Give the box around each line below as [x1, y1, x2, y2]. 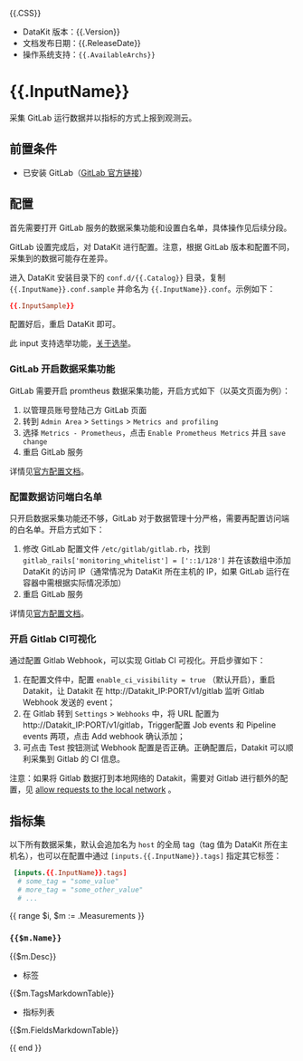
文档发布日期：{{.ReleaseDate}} [22, 38, 142, 48]
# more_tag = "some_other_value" [17, 885, 144, 894]
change [22, 437, 48, 447]
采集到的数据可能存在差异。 [9, 253, 113, 264]
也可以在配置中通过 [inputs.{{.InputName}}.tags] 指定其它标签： [36, 851, 282, 862]
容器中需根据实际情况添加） [22, 577, 127, 588]
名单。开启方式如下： [24, 525, 105, 535]
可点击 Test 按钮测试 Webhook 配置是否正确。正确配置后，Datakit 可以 [22, 742, 287, 753]
